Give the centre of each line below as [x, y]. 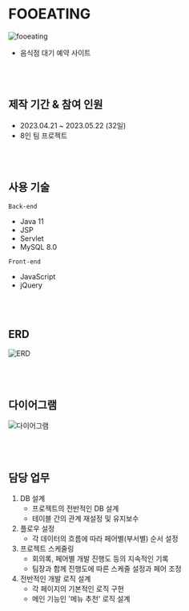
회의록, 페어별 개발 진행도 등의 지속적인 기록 [100, 558]
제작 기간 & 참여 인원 [56, 105]
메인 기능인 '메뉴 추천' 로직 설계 [81, 599]
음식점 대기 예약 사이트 [55, 52]
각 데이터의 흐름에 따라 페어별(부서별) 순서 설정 [105, 538]
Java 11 [32, 221]
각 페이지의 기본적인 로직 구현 [78, 589]
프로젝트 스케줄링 [47, 548]
